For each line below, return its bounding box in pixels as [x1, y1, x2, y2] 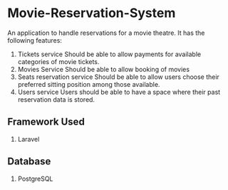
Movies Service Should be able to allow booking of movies [17, 65, 190, 73]
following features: [7, 36, 63, 44]
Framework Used [7, 116, 85, 128]
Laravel [17, 134, 40, 143]
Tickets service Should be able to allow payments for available [17, 50, 202, 58]
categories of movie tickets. [17, 57, 100, 65]
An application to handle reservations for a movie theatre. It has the [7, 28, 205, 37]
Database [7, 155, 51, 168]
